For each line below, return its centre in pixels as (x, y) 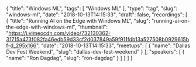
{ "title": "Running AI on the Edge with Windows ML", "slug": (78, 21)
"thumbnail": (93, 27)
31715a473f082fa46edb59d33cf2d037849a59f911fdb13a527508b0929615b (98, 39)
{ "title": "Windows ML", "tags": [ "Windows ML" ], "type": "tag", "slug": (92, 8)
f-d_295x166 (21, 45)
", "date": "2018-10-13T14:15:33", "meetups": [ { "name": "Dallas (113, 45)
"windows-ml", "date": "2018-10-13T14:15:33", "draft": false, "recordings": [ (97, 15)
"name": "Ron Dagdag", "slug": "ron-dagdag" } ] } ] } (69, 58)
